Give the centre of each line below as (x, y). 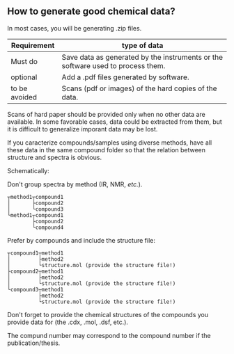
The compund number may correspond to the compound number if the (109, 335)
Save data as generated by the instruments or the (142, 57)
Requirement (33, 45)
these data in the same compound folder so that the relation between (107, 150)
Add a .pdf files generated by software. (125, 77)
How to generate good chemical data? (91, 11)
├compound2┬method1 (36, 271)
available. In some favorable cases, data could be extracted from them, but (115, 122)
